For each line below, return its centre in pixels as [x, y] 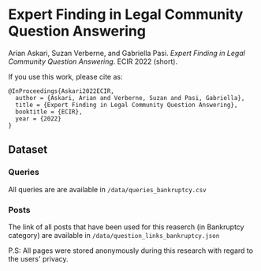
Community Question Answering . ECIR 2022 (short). [93, 61]
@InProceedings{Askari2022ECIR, [61, 91]
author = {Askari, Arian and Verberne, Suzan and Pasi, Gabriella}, [130, 98]
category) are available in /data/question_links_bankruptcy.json [114, 235]
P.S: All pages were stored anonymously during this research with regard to [131, 251]
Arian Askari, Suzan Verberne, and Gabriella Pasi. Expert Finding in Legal [127, 53]
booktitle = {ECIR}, [49, 112]
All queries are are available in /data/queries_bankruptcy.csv [107, 189]
